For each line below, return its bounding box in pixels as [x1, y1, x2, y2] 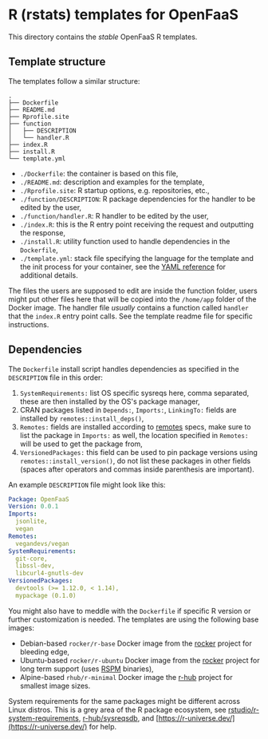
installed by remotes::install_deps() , [19, 413, 144, 423]
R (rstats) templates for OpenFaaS [8, 6, 239, 24]
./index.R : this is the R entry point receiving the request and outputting [19, 219, 254, 229]
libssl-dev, [15, 562, 56, 570]
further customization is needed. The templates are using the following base [8, 615, 259, 624]
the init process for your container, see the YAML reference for [19, 262, 226, 271]
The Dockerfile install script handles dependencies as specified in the [8, 364, 239, 373]
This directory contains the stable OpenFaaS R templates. [8, 32, 198, 41]
